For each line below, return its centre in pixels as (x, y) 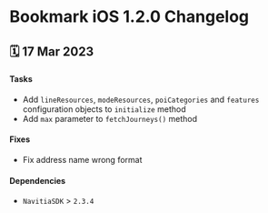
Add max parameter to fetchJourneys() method (110, 118)
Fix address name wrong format (82, 159)
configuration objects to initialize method (104, 109)
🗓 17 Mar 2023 (51, 51)
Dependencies (38, 180)
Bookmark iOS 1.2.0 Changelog (129, 17)
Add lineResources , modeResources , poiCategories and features (141, 99)
